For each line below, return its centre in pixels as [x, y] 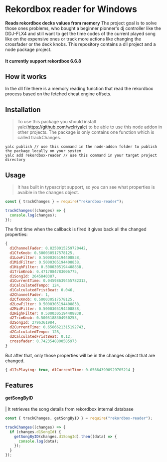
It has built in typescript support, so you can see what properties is [86, 187]
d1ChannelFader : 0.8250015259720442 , [49, 248]
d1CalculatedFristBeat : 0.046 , [42, 290]
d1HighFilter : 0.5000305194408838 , [47, 267]
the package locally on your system [43, 151]
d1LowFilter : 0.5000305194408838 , [45, 258]
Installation [23, 110]
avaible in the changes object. [48, 192]
